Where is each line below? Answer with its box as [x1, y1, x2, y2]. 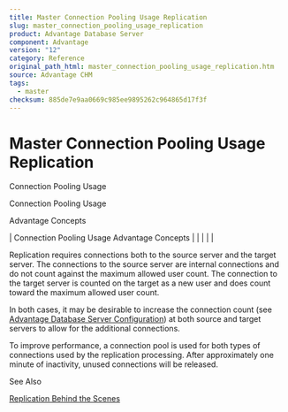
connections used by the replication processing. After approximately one [9, 350, 274, 361]
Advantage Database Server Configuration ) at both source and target [9, 314, 261, 324]
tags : [9, 79, 29, 88]
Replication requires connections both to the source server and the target [9, 249, 277, 261]
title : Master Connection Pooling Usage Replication [9, 12, 208, 22]
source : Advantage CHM [9, 71, 93, 80]
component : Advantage [9, 37, 89, 47]
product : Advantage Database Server [9, 29, 144, 38]
